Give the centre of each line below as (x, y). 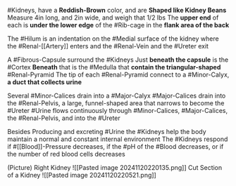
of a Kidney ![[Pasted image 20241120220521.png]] (82, 175)
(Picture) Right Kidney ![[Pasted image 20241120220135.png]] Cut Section (115, 167)
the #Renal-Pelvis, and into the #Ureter (64, 118)
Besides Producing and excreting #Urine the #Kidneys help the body (107, 132)
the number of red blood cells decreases (66, 154)
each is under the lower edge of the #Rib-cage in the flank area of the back (118, 25)
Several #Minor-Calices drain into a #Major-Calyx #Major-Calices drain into (117, 95)
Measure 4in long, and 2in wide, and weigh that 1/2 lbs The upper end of (113, 18)
